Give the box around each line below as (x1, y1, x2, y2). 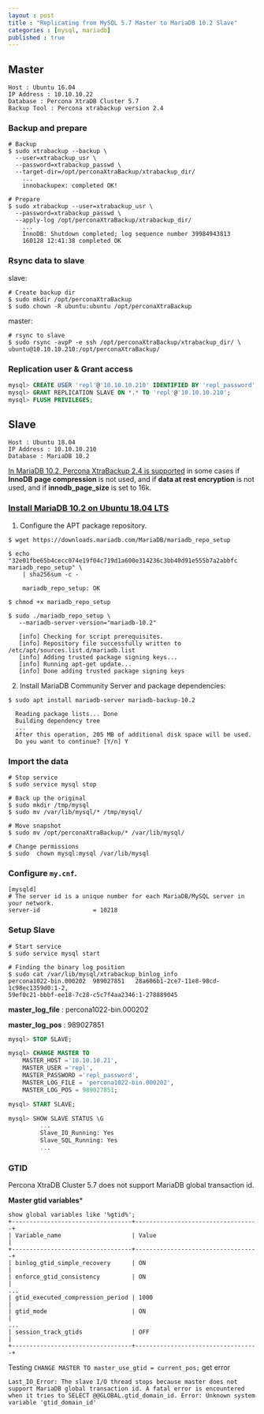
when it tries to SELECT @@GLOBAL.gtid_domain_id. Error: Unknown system (8, 1392, 256, 1400)
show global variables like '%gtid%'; (8, 1211, 136, 1219)
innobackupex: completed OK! (22, 182, 118, 190)
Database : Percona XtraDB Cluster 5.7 (8, 98, 139, 106)
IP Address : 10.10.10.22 (8, 91, 93, 99)
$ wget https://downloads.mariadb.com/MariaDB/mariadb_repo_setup (8, 535, 231, 544)
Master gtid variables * (8, 1196, 84, 1205)
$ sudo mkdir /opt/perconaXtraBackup (8, 295, 132, 304)
